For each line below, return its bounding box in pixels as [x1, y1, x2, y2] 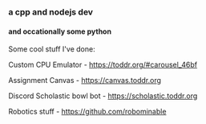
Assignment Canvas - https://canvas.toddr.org [8, 76, 162, 85]
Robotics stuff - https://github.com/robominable [8, 107, 167, 117]
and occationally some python [8, 27, 112, 36]
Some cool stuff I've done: [8, 44, 95, 54]
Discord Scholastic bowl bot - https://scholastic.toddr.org [8, 91, 198, 101]
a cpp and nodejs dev [8, 6, 94, 18]
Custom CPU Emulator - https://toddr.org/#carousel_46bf [8, 60, 198, 70]
